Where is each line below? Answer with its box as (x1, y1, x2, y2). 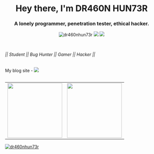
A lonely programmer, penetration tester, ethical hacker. (14, 20, 150, 27)
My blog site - (5, 68, 33, 73)
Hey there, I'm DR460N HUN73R (15, 3, 148, 14)
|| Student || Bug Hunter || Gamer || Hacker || (5, 51, 96, 57)
